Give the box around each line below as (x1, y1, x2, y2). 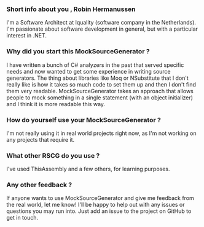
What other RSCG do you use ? (6, 151, 100, 160)
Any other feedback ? (6, 180, 73, 189)
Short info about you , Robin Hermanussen (6, 5, 136, 13)
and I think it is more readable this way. (6, 100, 106, 107)
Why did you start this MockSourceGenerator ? (6, 47, 150, 56)
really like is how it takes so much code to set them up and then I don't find (6, 80, 197, 88)
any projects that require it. (6, 136, 75, 143)
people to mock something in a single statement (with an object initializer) (6, 94, 194, 101)
